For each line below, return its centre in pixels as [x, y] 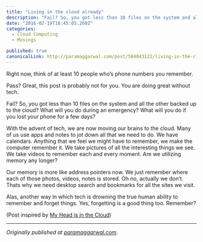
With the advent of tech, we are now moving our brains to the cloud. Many [99, 128]
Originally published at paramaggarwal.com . [62, 232]
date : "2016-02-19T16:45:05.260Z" [50, 23]
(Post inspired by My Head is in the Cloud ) [59, 215]
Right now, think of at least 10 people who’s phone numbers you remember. [100, 74]
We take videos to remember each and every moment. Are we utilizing [94, 154]
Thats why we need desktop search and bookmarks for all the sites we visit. [101, 185]
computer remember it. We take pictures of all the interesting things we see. [101, 147]
